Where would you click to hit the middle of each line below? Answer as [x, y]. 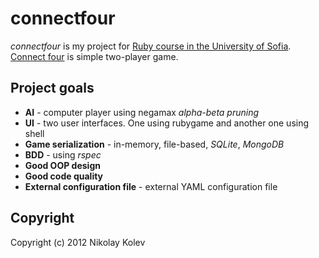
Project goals [52, 88]
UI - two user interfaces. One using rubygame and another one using [167, 123]
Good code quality [64, 176]
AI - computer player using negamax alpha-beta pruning [142, 112]
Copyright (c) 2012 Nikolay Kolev [78, 242]
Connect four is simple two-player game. [94, 56]
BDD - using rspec [63, 154]
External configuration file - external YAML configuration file [151, 186]
